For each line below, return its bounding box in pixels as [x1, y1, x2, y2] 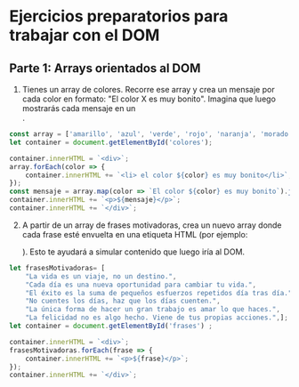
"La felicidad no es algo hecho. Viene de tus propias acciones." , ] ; [25, 313, 289, 322]
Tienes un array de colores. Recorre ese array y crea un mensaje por [21, 85, 275, 94]
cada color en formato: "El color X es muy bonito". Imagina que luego [21, 93, 276, 104]
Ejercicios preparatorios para [9, 6, 229, 27]
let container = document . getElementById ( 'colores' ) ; [9, 138, 214, 147]
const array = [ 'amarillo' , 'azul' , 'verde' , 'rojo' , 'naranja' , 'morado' [9, 130, 293, 139]
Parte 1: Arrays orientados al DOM [9, 60, 201, 76]
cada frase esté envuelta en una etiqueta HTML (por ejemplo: [21, 229, 248, 239]
